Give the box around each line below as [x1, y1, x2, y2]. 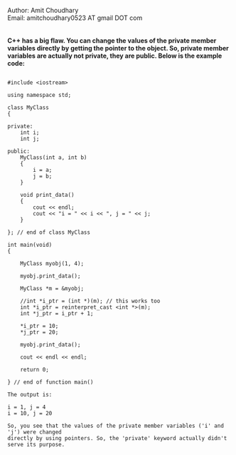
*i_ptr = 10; [20, 322, 59, 329]
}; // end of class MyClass [7, 229, 91, 236]
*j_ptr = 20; [20, 329, 59, 336]
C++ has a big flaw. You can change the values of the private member [7, 36, 217, 45]
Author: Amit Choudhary [7, 6, 79, 14]
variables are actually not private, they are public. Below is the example [7, 51, 222, 60]
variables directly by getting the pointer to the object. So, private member [7, 44, 230, 52]
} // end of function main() [7, 379, 94, 386]
